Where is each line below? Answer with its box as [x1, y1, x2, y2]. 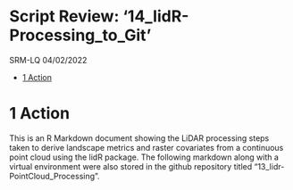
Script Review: [9, 6, 120, 27]
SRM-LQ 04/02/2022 [9, 54, 88, 65]
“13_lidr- [254, 161, 285, 171]
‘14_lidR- [122, 6, 189, 27]
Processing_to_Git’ [9, 25, 152, 45]
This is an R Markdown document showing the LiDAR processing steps [9, 132, 270, 144]
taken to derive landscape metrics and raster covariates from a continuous [9, 142, 284, 153]
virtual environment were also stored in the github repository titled [9, 161, 253, 171]
